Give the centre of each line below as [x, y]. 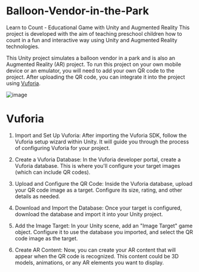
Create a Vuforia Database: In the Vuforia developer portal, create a [98, 160]
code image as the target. [46, 238]
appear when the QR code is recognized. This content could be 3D [97, 256]
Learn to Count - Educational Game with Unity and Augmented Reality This [98, 27]
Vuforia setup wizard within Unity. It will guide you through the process [102, 142]
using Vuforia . [23, 83]
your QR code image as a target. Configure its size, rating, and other [99, 190]
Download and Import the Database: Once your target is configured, [98, 208]
